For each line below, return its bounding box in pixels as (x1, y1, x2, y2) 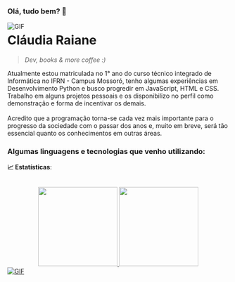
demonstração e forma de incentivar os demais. (7, 98, 146, 108)
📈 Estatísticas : (7, 163, 53, 172)
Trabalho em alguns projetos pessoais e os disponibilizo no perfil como (7, 91, 214, 100)
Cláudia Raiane (7, 32, 97, 49)
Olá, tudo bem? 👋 (7, 6, 67, 16)
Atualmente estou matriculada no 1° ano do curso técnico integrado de (7, 69, 212, 77)
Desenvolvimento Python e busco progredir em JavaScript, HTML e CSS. (7, 84, 220, 92)
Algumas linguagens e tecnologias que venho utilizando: (7, 146, 205, 156)
